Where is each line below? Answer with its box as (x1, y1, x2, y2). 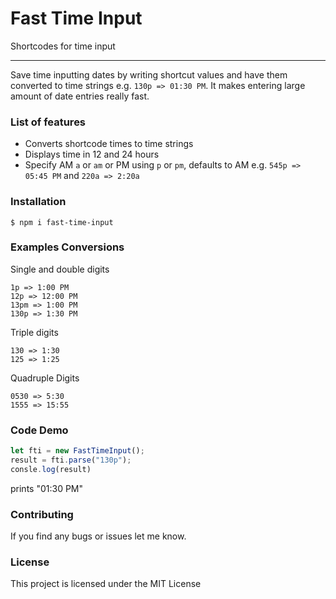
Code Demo (10, 423, 69, 437)
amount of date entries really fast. (10, 90, 150, 102)
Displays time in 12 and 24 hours (24, 148, 160, 161)
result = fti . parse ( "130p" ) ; (10, 455, 132, 465)
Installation (10, 195, 67, 209)
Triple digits (10, 326, 59, 338)
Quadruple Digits (10, 372, 80, 384)
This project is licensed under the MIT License (10, 578, 202, 590)
